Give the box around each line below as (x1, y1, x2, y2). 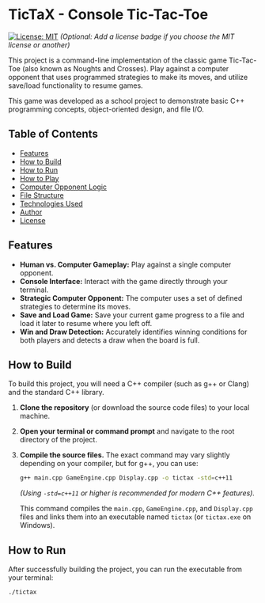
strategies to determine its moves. (19, 301, 131, 311)
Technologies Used (19, 199, 83, 208)
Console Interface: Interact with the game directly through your (19, 276, 228, 286)
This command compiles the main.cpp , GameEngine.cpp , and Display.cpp (19, 504, 253, 514)
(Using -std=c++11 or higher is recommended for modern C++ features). (19, 488, 256, 498)
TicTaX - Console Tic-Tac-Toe (8, 6, 208, 24)
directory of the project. (19, 435, 97, 445)
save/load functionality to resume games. (8, 81, 144, 90)
